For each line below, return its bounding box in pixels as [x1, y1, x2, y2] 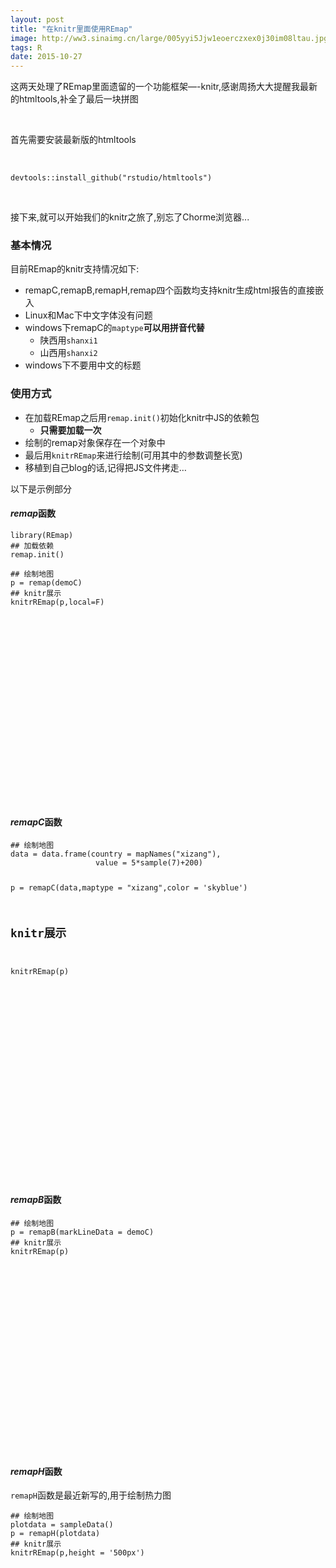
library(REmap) [10, 530, 74, 540]
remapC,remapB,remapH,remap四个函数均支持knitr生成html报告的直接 [24, 284, 315, 296]
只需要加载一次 [39, 424, 102, 436]
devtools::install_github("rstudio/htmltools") [10, 173, 213, 183]
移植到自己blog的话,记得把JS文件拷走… [24, 461, 187, 473]
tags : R [10, 42, 43, 53]
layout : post [10, 14, 65, 25]
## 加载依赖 [10, 541, 55, 551]
